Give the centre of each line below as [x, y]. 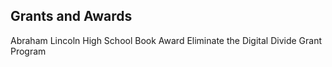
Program [28, 51]
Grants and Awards [71, 16]
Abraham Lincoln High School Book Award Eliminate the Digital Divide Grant [166, 40]
